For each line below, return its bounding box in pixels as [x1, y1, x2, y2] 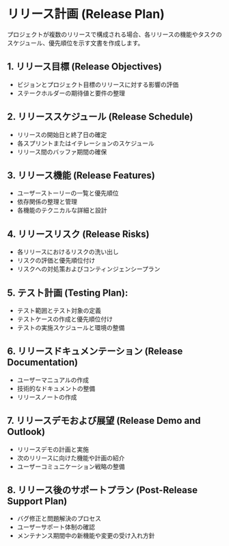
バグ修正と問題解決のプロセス [16, 514, 101, 523]
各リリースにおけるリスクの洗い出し [16, 248, 120, 256]
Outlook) [7, 426, 46, 438]
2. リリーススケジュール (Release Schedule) [7, 111, 193, 123]
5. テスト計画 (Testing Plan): [7, 287, 129, 298]
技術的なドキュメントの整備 [16, 384, 96, 392]
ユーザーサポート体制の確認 [16, 523, 96, 532]
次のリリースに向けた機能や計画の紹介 [16, 453, 125, 462]
